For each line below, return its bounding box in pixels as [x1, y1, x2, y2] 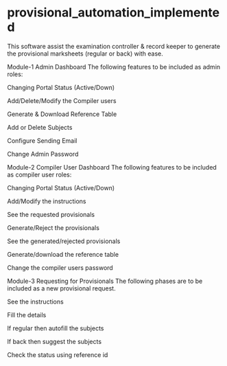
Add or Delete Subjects [7, 123, 73, 131]
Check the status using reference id [7, 350, 108, 358]
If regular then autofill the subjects [7, 324, 104, 332]
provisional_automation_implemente [7, 5, 220, 21]
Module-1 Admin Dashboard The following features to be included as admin [7, 62, 221, 71]
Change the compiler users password [7, 263, 113, 272]
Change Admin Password [7, 150, 79, 158]
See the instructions [7, 297, 64, 306]
